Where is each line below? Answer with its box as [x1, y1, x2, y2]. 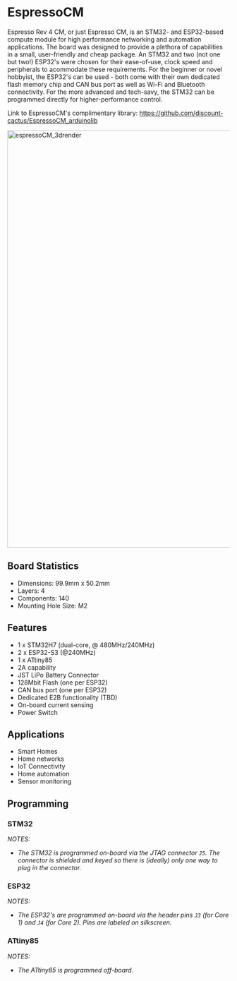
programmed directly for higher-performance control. [7, 95, 163, 103]
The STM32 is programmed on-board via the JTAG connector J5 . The [17, 848, 221, 857]
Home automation [17, 770, 70, 778]
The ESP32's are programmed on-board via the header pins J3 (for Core [17, 911, 229, 920]
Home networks [17, 754, 65, 763]
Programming [7, 798, 69, 810]
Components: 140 [17, 594, 69, 602]
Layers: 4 [17, 586, 45, 595]
